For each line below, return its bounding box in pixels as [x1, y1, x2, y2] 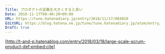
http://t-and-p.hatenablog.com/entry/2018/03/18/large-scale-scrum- [6, 38, 146, 44]
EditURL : [5, 20, 23, 26]
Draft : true [5, 25, 29, 30]
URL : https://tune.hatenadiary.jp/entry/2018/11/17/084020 [5, 16, 129, 21]
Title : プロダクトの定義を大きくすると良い [5, 7, 83, 12]
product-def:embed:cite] [5, 44, 55, 50]
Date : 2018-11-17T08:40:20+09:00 [5, 12, 74, 17]
